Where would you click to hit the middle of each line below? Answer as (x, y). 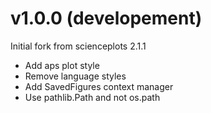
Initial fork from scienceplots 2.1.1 (78, 46)
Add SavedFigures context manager (99, 86)
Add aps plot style (62, 65)
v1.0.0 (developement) (106, 18)
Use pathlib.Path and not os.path (92, 97)
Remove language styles (75, 76)
